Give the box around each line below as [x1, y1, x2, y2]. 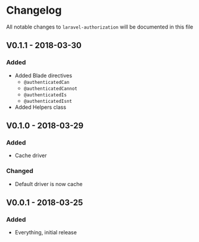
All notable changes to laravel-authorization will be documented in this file [6, 23, 194, 30]
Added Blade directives [14, 72, 73, 79]
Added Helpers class [14, 103, 67, 111]
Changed [6, 167, 34, 175]
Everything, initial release [14, 229, 77, 236]
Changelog [6, 4, 62, 17]
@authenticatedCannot [23, 86, 77, 92]
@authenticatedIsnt [23, 98, 73, 104]
